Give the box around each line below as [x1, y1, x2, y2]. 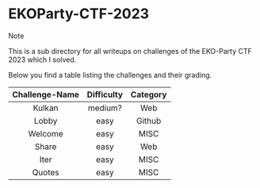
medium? [87, 102, 123, 113]
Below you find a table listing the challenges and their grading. [8, 70, 212, 79]
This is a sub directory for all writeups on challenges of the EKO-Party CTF [8, 46, 252, 56]
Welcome [28, 128, 63, 139]
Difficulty [86, 89, 124, 100]
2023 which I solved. [8, 55, 77, 64]
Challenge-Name [12, 89, 79, 100]
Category [130, 89, 167, 100]
